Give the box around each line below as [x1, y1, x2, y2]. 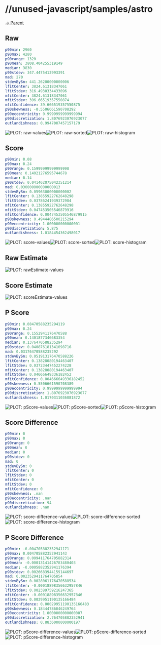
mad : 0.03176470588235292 [5, 349, 58, 354]
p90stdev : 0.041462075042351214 [5, 180, 71, 185]
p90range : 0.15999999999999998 [5, 166, 69, 171]
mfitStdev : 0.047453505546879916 [5, 207, 74, 213]
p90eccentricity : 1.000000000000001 [5, 221, 80, 226]
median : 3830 [5, 66, 32, 71]
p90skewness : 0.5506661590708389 [5, 381, 74, 386]
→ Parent [5, 20, 24, 26]
